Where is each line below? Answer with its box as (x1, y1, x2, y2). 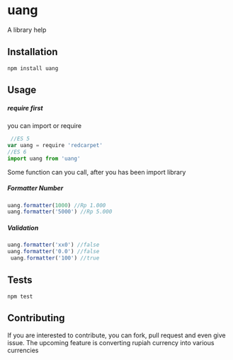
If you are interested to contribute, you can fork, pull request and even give (7, 331, 226, 339)
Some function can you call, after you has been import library (7, 168, 186, 176)
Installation (7, 46, 58, 58)
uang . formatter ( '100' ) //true (10, 255, 100, 262)
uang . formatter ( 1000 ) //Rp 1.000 (7, 202, 106, 209)
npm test (7, 293, 33, 300)
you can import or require (7, 122, 82, 130)
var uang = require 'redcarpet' (7, 141, 103, 149)
